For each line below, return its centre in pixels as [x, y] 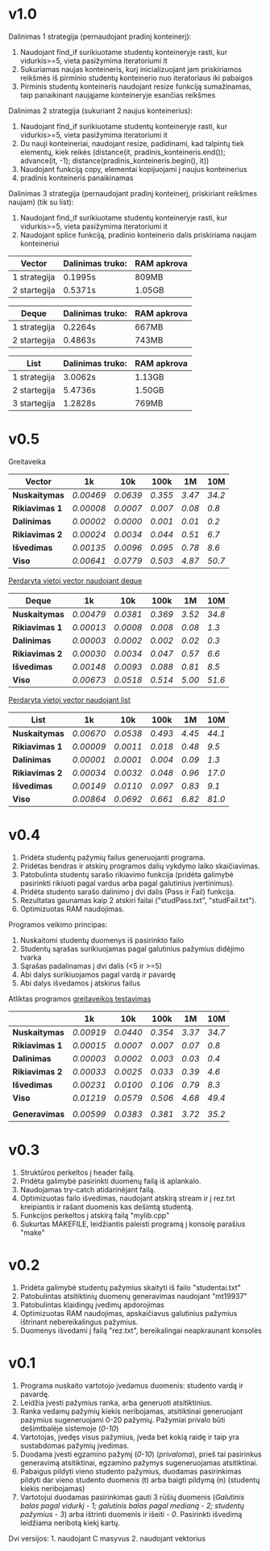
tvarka [31, 957]
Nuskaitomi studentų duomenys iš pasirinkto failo [102, 940]
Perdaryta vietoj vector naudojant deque [75, 580]
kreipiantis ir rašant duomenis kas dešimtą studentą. [106, 1206]
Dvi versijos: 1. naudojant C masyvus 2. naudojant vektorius [107, 1538]
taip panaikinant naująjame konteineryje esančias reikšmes [118, 95]
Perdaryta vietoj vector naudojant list [70, 700]
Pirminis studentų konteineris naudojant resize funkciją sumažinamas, [136, 86]
